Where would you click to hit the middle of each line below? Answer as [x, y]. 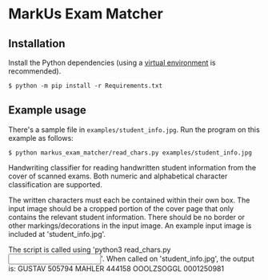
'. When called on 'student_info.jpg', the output [178, 258]
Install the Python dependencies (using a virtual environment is [112, 62]
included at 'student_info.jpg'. [57, 234]
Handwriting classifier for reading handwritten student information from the [132, 167]
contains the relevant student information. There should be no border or [127, 217]
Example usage [47, 110]
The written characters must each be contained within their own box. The [129, 200]
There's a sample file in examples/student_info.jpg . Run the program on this [134, 130]
